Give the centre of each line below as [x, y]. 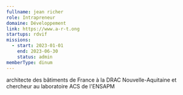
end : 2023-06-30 [38, 51]
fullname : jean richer [35, 12]
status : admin [35, 57]
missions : [19, 40]
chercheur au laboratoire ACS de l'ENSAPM [61, 86]
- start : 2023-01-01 [38, 46]
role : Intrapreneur [31, 18]
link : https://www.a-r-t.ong [43, 29]
